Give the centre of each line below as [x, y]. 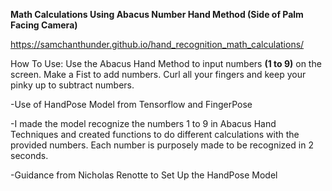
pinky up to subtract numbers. [72, 85]
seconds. [29, 155]
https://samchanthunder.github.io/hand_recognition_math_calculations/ [157, 44]
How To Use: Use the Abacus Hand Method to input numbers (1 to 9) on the [166, 63]
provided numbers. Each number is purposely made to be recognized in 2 [162, 145]
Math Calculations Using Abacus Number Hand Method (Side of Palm [157, 14]
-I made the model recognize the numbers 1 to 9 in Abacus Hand [143, 123]
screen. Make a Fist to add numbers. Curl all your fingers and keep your [158, 74]
